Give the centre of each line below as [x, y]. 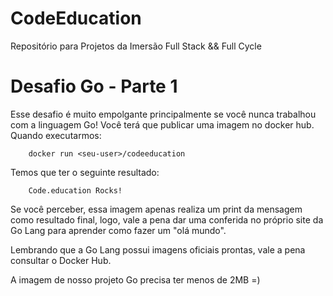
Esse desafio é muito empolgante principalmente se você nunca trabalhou [163, 114]
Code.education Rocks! [75, 190]
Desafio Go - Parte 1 [94, 86]
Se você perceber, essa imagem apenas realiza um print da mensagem [156, 209]
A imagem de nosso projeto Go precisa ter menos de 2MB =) [135, 279]
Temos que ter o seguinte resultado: [85, 172]
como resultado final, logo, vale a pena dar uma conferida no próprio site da [167, 219]
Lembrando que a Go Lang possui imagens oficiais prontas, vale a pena [158, 249]
